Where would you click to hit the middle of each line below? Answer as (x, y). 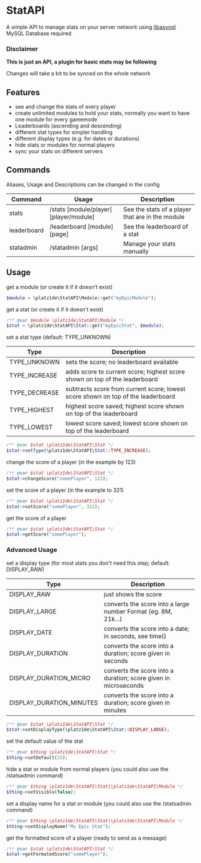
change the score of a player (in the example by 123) (71, 462)
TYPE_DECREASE (34, 393)
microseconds (124, 685)
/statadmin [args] (74, 247)
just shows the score (133, 594)
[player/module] (72, 217)
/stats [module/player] (81, 209)
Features (23, 92)
